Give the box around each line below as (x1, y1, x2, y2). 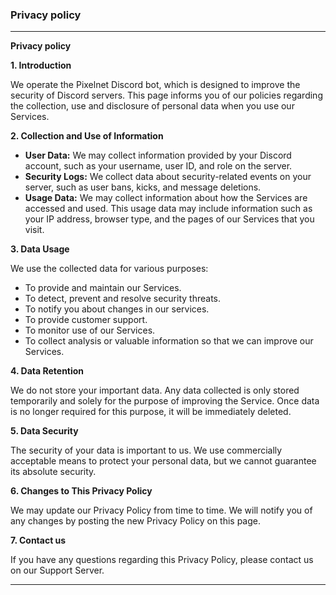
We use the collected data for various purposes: (10, 263, 209, 275)
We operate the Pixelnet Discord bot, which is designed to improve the (10, 79, 301, 91)
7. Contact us (10, 534, 67, 547)
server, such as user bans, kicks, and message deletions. (24, 181, 262, 193)
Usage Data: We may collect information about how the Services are (24, 192, 308, 204)
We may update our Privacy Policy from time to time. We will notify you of (10, 504, 313, 517)
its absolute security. (10, 466, 97, 478)
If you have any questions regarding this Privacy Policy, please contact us (10, 554, 314, 566)
